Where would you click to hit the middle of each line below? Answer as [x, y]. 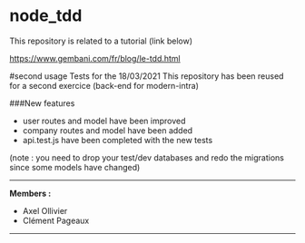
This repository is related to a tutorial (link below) [101, 41]
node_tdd [46, 16]
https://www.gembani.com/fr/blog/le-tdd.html [95, 58]
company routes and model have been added [108, 130]
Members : [30, 193]
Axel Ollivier [45, 210]
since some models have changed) [75, 167]
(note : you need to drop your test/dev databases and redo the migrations [147, 157]
